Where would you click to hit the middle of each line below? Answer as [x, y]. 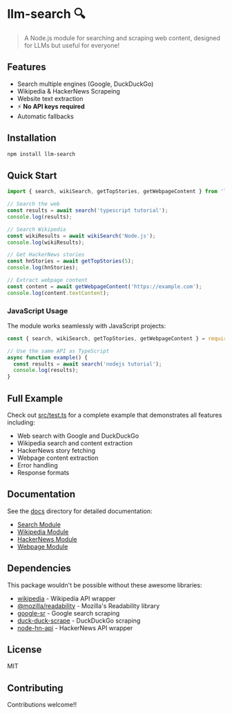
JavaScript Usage [38, 311]
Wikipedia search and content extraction [75, 443]
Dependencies [39, 568]
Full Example [35, 399]
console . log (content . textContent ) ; [58, 293]
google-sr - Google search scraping [68, 613]
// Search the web [33, 204]
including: [21, 422]
